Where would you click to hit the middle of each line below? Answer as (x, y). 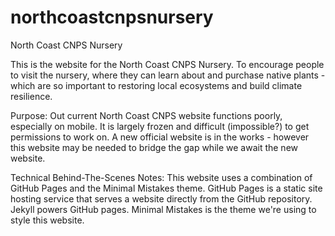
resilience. (31, 96)
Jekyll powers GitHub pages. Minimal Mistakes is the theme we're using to (163, 209)
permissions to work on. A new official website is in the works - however (160, 137)
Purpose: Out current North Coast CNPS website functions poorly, (146, 115)
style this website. (47, 220)
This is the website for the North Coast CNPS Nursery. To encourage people (167, 64)
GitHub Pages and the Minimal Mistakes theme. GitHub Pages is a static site (166, 188)
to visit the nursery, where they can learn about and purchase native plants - (168, 75)
